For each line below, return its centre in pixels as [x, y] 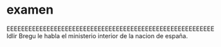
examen [30, 10]
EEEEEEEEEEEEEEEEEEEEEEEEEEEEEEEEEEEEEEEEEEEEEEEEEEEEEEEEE [110, 29]
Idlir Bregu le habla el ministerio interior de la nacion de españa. [97, 35]
